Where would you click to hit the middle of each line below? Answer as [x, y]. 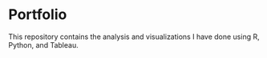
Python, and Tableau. [43, 44]
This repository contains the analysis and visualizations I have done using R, [134, 37]
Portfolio [38, 15]
